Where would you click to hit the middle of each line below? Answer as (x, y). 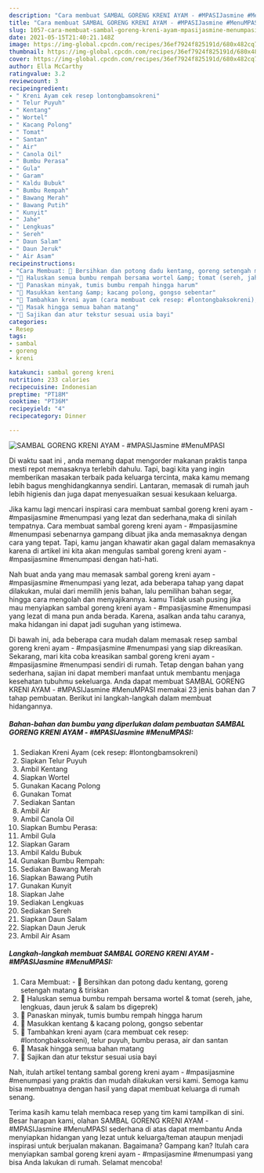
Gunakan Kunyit (46, 885)
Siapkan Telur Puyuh (53, 760)
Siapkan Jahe (42, 894)
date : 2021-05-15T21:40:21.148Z (61, 37)
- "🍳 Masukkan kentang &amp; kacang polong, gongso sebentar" (112, 293)
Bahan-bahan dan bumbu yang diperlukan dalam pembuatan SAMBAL (127, 724)
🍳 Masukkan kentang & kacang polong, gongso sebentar (112, 1023)
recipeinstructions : (43, 264)
